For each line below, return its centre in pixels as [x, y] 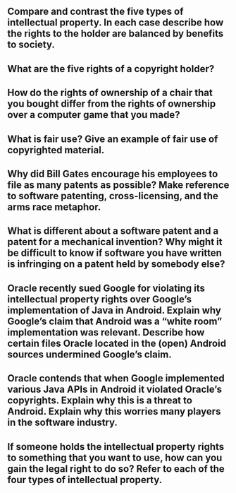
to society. [31, 45]
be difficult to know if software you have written [114, 253]
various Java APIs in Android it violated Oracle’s [114, 390]
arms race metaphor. [54, 207]
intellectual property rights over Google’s [100, 299]
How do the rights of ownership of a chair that [110, 93]
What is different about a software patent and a [113, 231]
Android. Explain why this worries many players [114, 411]
